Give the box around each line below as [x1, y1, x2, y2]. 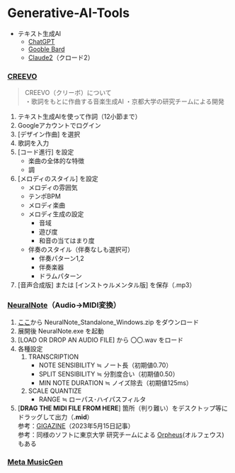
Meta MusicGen [7, 457, 64, 467]
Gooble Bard [28, 45, 65, 53]
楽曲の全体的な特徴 [28, 157, 85, 165]
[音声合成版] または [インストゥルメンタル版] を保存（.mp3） [17, 281, 196, 289]
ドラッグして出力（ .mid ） [17, 413, 93, 421]
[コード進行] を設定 [17, 148, 74, 157]
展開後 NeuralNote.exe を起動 [17, 326, 105, 335]
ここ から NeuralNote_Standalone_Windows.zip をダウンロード [17, 318, 200, 326]
